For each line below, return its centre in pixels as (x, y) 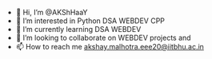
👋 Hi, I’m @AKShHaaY (52, 12)
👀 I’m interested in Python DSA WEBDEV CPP (90, 21)
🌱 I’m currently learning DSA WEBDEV (78, 29)
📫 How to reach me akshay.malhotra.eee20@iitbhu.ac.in (110, 47)
